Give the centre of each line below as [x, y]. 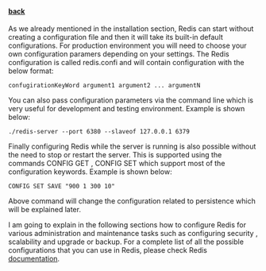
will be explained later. [45, 210]
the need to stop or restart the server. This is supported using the [115, 155]
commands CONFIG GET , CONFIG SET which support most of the [117, 164]
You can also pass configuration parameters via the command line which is [131, 100]
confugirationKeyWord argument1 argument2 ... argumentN [104, 86]
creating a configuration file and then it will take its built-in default [116, 37]
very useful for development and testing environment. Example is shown [127, 109]
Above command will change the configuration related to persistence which [132, 201]
